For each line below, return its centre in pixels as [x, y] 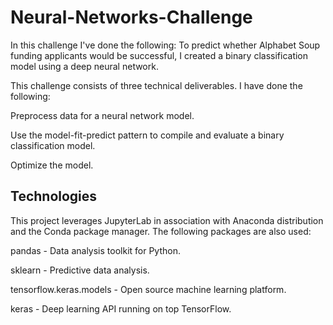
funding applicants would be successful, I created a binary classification [159, 55]
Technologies [54, 196]
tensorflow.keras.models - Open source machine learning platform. [148, 289]
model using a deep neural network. [84, 66]
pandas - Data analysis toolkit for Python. [95, 250]
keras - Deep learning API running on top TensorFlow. [121, 308]
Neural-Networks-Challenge [131, 17]
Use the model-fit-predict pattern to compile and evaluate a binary [147, 135]
